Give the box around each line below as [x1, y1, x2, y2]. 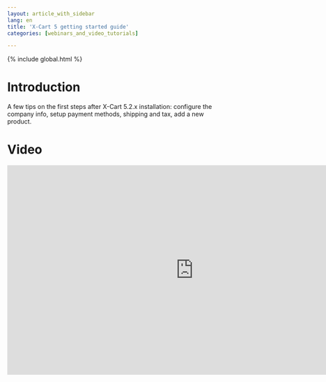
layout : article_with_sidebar [7, 10, 95, 17]
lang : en [7, 17, 33, 24]
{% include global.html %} [7, 55, 83, 64]
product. [7, 117, 32, 126]
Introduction [7, 80, 81, 95]
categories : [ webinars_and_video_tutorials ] [7, 29, 139, 37]
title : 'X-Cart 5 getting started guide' [7, 23, 130, 30]
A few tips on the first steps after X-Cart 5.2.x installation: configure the [7, 103, 212, 111]
